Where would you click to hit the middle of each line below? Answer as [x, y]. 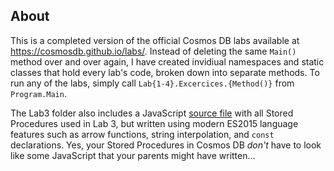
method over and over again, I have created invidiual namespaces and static [167, 61]
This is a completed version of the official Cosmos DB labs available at [155, 40]
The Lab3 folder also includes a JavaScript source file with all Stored [152, 113]
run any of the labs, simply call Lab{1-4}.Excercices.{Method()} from [152, 83]
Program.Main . [38, 93]
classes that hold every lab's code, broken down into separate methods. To [165, 72]
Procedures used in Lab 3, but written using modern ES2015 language [154, 123]
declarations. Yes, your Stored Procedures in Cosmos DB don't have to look [166, 145]
